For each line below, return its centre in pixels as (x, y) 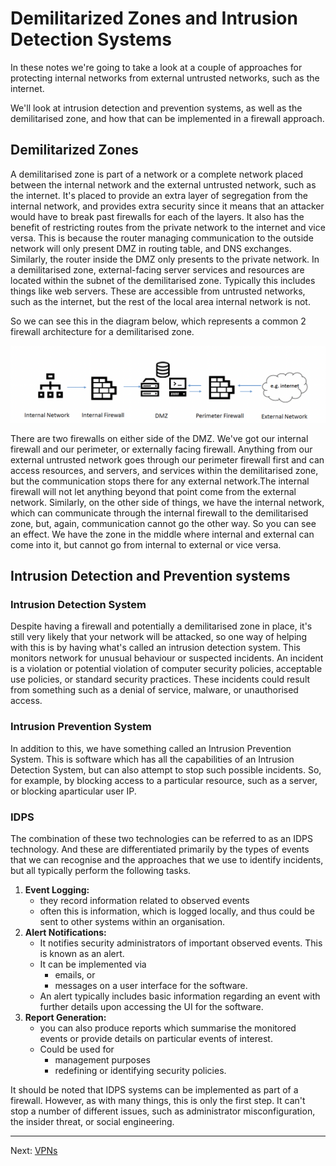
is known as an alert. (82, 954)
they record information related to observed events (144, 901)
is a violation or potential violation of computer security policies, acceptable (166, 669)
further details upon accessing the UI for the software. (151, 1007)
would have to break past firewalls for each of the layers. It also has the (157, 216)
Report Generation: (65, 1018)
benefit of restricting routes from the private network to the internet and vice (168, 227)
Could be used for (77, 1049)
